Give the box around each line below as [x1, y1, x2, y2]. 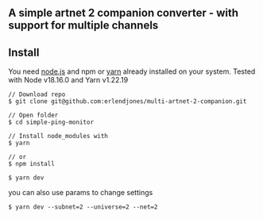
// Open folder [8, 111, 59, 120]
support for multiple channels [8, 19, 159, 33]
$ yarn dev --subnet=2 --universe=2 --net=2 [8, 203, 158, 211]
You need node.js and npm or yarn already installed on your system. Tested [8, 67, 256, 76]
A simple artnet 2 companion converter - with [8, 6, 239, 20]
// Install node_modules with [8, 133, 109, 140]
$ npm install [8, 160, 56, 168]
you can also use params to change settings [8, 188, 153, 198]
